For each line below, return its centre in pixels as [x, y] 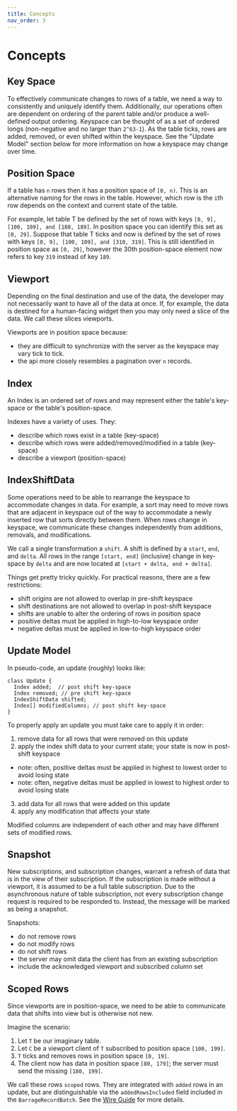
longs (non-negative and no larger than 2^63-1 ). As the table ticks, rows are [117, 129]
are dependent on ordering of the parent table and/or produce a [100, 113]
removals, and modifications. [50, 534]
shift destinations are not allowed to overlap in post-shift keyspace [115, 606]
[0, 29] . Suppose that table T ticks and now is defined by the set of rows [114, 234]
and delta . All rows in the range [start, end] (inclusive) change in [104, 555]
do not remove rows [47, 937]
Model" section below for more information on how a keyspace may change [118, 144]
